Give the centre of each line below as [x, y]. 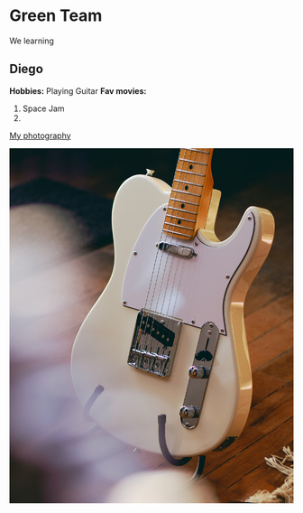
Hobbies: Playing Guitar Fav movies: [78, 90]
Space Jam [43, 108]
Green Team [56, 16]
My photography [40, 135]
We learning [32, 41]
